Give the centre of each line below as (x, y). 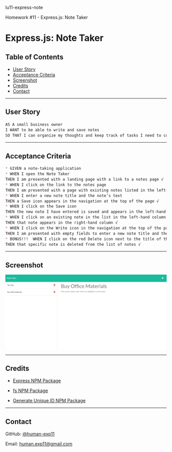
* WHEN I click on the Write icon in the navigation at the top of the (83, 228)
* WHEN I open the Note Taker (38, 174)
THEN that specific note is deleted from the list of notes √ (73, 244)
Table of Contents (35, 57)
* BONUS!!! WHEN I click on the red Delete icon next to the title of (83, 239)
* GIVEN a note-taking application (43, 169)
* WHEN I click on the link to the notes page (56, 185)
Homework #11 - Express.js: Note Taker (47, 17)
